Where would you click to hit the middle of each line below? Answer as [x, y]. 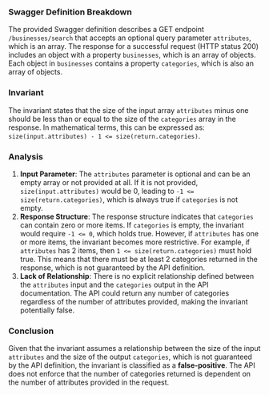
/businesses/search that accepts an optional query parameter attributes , [130, 38]
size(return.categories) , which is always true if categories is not [129, 200]
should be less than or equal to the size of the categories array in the [122, 119]
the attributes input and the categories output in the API [114, 284]
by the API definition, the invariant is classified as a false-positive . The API [132, 365]
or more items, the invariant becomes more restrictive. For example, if [135, 242]
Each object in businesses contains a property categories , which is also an [131, 63]
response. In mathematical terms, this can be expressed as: [107, 127]
